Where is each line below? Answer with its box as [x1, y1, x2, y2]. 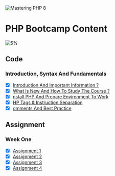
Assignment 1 [12, 147, 41, 154]
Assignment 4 [12, 165, 42, 171]
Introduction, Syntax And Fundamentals [5, 70, 107, 77]
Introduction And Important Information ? [12, 82, 99, 88]
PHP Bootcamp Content [5, 23, 108, 34]
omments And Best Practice [12, 105, 72, 111]
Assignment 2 [12, 153, 42, 160]
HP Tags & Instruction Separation [12, 99, 83, 105]
